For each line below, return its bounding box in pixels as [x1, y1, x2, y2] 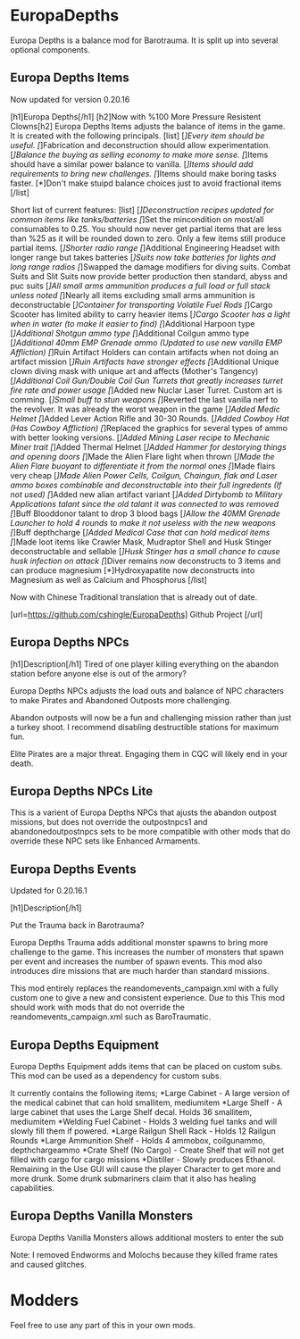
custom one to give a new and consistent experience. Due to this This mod [10, 993, 285, 1003]
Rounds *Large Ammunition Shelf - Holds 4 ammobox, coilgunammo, [10, 1135, 266, 1145]
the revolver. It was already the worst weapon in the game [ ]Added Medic [10, 403, 280, 414]
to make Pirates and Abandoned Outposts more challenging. [10, 694, 232, 705]
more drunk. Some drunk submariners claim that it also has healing [10, 1173, 257, 1184]
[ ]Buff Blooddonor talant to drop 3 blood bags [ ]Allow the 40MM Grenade [10, 508, 280, 519]
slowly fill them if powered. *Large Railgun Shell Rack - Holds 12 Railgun [10, 1126, 276, 1136]
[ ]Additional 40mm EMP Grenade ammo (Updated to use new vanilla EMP [10, 337, 283, 348]
